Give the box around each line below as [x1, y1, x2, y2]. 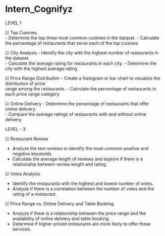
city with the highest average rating [5, 66, 78, 72]
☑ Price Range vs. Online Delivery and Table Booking [5, 200, 114, 207]
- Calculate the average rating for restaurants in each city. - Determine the [5, 60, 157, 66]
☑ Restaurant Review [5, 136, 49, 142]
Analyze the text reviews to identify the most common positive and [12, 145, 149, 151]
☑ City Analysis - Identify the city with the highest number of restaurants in [5, 50, 159, 56]
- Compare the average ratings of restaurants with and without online [5, 111, 147, 117]
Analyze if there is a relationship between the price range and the [12, 210, 146, 216]
